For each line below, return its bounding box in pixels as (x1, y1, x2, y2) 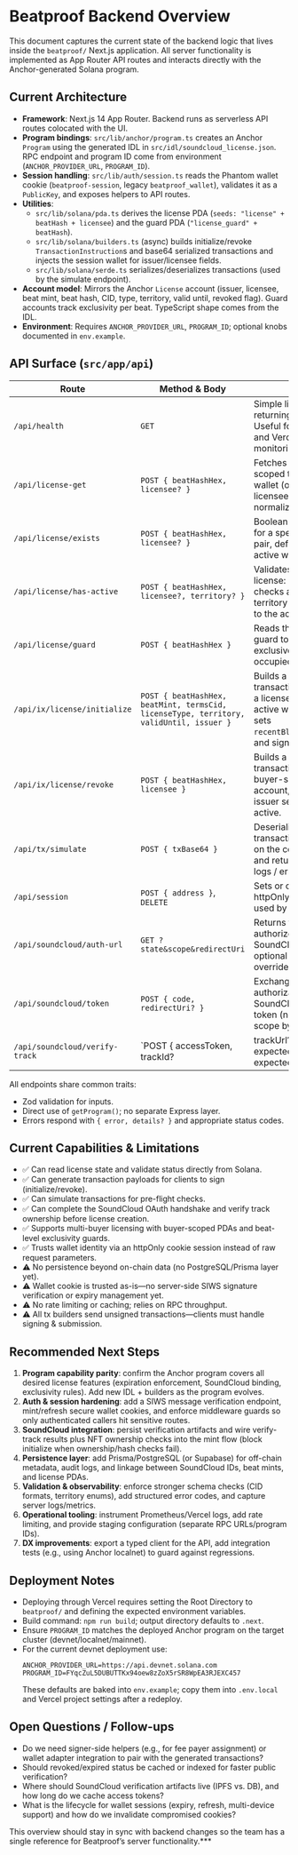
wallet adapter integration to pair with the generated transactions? (21, 1752, 264, 1763)
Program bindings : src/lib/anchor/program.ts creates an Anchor (21, 131, 263, 143)
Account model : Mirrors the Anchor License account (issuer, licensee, (21, 283, 279, 294)
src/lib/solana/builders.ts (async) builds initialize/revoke (35, 235, 253, 246)
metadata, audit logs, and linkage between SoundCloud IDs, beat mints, (21, 1462, 284, 1473)
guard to (254, 633, 289, 645)
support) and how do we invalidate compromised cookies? (21, 1809, 237, 1819)
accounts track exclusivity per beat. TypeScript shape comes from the (21, 302, 279, 313)
